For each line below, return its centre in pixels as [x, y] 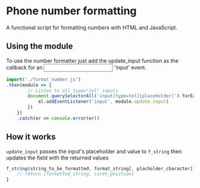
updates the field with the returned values [57, 158]
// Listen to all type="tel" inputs [73, 91]
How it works [31, 137]
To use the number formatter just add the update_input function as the [92, 60]
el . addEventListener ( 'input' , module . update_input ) [103, 102]
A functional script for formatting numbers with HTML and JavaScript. [92, 27]
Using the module [40, 46]
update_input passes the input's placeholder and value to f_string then [94, 151]
